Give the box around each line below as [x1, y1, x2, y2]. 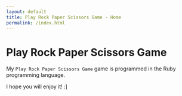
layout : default [6, 8, 47, 15]
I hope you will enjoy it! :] [6, 83, 67, 90]
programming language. [6, 72, 66, 79]
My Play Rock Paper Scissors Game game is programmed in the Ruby [6, 65, 176, 72]
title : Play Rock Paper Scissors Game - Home [6, 14, 121, 20]
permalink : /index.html [6, 20, 66, 26]
